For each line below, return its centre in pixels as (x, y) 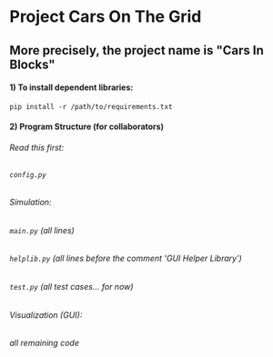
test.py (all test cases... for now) (71, 287)
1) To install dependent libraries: (71, 87)
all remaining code (45, 343)
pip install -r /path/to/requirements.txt (91, 106)
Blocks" (33, 64)
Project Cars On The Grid (106, 17)
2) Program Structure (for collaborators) (86, 127)
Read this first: (37, 147)
